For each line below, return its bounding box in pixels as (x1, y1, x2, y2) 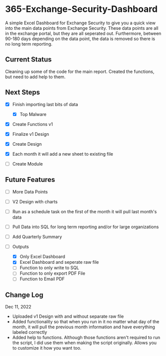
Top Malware (19, 111, 47, 117)
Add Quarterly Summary (12, 234, 62, 240)
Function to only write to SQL (19, 265, 79, 271)
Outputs (12, 244, 29, 250)
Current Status (5, 56, 52, 64)
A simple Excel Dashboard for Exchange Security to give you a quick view (5, 20, 156, 26)
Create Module (12, 161, 43, 167)
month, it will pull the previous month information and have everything (12, 324, 155, 330)
